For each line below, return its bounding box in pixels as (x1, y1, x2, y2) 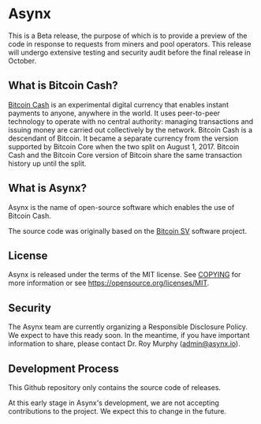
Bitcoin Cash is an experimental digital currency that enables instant (8, 99, 229, 109)
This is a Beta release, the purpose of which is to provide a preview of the (8, 31, 248, 40)
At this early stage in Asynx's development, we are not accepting (8, 398, 219, 407)
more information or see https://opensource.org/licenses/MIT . (8, 278, 210, 288)
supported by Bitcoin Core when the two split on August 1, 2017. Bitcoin (8, 141, 240, 151)
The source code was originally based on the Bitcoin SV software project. (8, 226, 247, 235)
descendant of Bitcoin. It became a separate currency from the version (8, 133, 239, 143)
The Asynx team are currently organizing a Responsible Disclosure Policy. (8, 322, 248, 332)
